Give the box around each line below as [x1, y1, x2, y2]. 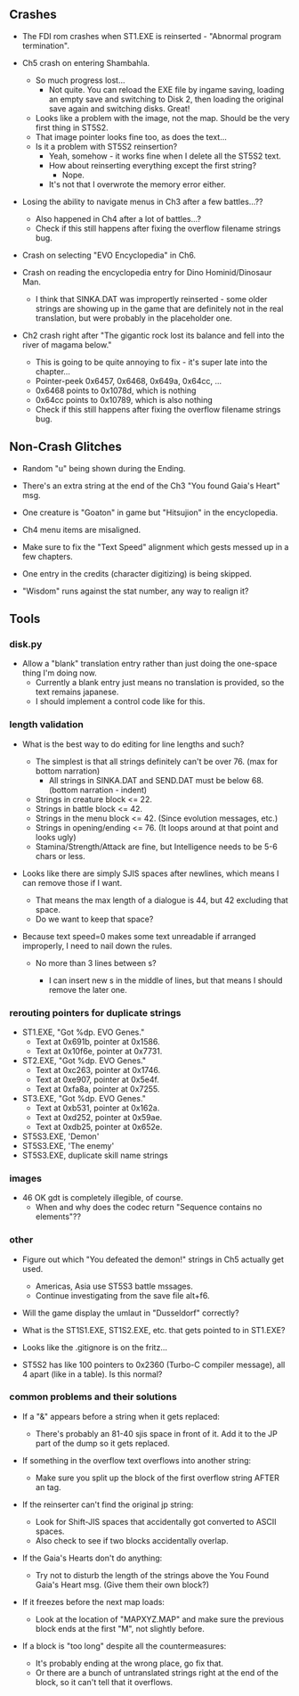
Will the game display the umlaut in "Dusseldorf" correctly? [21, 1307, 239, 1318]
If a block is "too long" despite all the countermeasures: [21, 1640, 227, 1651]
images [9, 1172, 43, 1184]
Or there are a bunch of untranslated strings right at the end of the [35, 1667, 279, 1678]
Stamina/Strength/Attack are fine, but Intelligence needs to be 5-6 [35, 841, 278, 852]
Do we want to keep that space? [35, 914, 154, 924]
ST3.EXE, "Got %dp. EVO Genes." [21, 1093, 147, 1103]
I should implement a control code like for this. [35, 696, 206, 707]
